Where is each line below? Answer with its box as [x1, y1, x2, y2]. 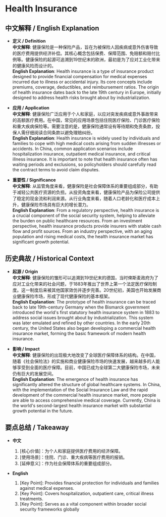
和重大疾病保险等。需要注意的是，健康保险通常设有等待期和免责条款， [12, 123, 156, 129]
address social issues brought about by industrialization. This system [12, 314, 154, 320]
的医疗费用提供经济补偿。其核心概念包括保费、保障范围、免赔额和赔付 [12, 51, 156, 56]
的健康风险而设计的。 [12, 63, 56, 68]
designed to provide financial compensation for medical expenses [12, 74, 147, 79]
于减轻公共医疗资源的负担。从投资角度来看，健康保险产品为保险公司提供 [12, 189, 160, 195]
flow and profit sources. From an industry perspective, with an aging [12, 228, 152, 234]
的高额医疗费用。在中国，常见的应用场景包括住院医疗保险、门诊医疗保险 [12, 117, 160, 123]
